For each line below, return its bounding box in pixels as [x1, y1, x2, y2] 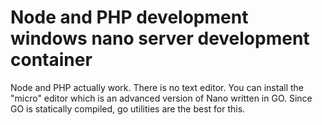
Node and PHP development [10, 6, 249, 29]
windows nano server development [10, 27, 310, 50]
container [10, 49, 93, 71]
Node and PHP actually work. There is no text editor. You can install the [10, 81, 304, 93]
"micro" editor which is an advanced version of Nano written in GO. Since [10, 92, 313, 104]
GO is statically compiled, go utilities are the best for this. [10, 102, 246, 115]
